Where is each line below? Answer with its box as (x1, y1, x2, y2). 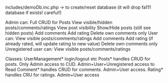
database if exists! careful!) (5, 10, 62, 16)
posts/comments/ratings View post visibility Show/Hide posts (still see (5, 25, 151, 31)
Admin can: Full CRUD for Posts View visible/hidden (5, 20, 113, 25)
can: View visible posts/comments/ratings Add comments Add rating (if (5, 35, 153, 41)
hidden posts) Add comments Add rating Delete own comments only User (5, 30, 158, 36)
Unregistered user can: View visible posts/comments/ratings (5, 46, 131, 52)
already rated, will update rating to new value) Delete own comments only (5, 41, 158, 47)
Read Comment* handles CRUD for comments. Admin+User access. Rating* (5, 66, 163, 72)
